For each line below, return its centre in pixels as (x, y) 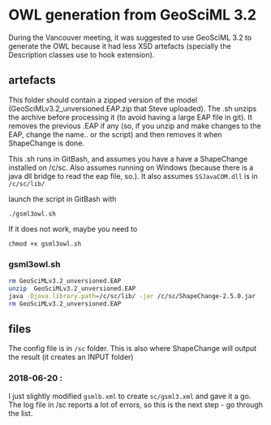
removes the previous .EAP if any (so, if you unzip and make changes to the (135, 126)
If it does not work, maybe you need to (73, 228)
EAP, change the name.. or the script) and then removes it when (115, 134)
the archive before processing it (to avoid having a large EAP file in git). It (131, 117)
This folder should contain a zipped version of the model (103, 100)
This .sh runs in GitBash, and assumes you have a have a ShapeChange (128, 158)
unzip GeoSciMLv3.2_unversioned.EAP (72, 288)
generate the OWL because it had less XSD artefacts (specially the (120, 46)
